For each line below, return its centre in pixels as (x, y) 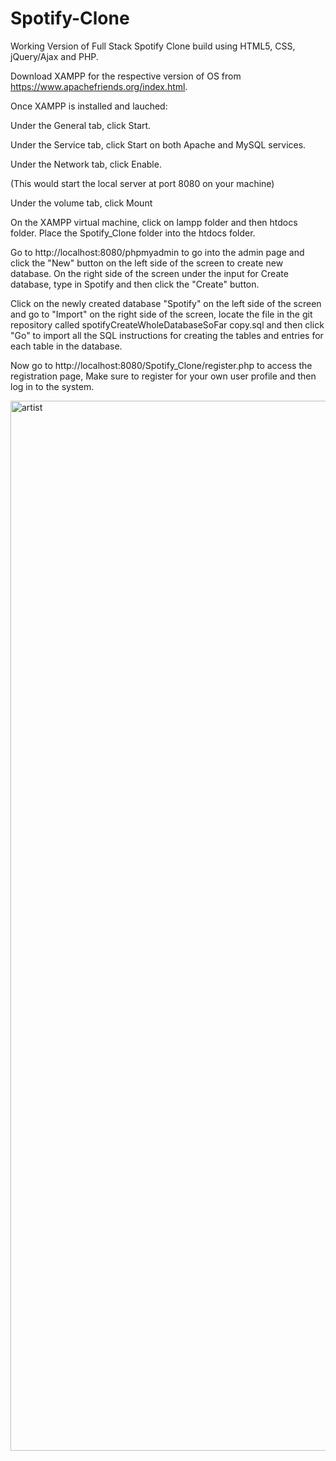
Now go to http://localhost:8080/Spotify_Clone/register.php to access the (161, 365)
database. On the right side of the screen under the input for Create (149, 273)
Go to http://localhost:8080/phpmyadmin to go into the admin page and (157, 252)
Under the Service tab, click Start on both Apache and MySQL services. (158, 144)
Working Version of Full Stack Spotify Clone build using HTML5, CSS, (153, 46)
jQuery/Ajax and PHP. (54, 56)
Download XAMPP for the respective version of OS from (126, 76)
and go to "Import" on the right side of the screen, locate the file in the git (161, 314)
